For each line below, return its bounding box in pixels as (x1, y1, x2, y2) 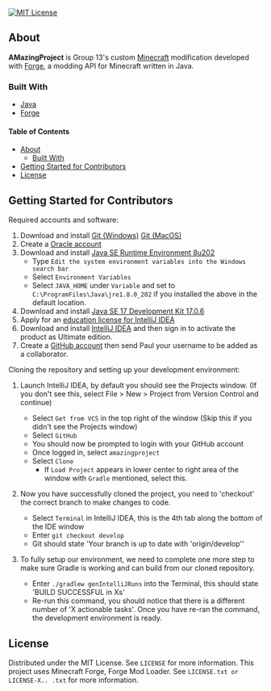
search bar (31, 265, 69, 274)
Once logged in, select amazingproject (31, 448, 160, 458)
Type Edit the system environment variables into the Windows (31, 257, 246, 266)
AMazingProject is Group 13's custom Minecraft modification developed (8, 52, 250, 62)
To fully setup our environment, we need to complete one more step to (19, 555, 255, 564)
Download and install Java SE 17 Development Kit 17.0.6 (19, 307, 205, 316)
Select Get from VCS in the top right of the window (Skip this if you (31, 413, 252, 423)
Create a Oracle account (19, 239, 102, 249)
